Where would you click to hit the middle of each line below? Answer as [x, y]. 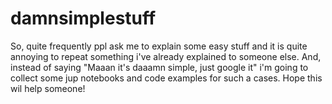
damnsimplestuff [83, 18]
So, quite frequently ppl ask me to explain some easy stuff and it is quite [159, 46]
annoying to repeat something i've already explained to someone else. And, [166, 56]
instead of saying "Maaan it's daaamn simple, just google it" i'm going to [159, 67]
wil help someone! [48, 88]
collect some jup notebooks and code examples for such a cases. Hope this [166, 78]
